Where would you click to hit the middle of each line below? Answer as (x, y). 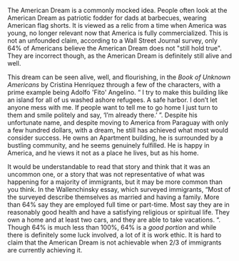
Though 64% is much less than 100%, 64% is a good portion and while (112, 227)
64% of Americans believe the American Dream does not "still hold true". (115, 48)
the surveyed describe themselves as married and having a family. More (113, 197)
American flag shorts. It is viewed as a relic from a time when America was (117, 25)
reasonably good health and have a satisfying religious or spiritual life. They (119, 212)
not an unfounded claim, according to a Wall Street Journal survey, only (112, 41)
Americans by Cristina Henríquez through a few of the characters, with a (114, 85)
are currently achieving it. (45, 250)
